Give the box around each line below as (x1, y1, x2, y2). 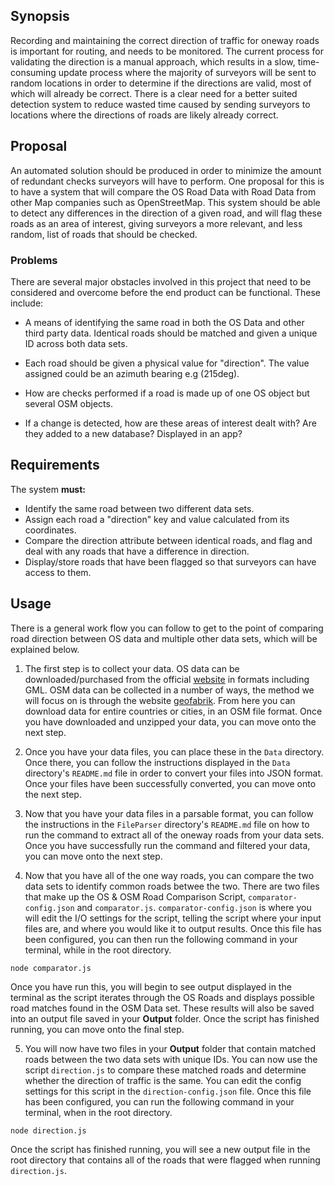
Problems (10, 253, 58, 267)
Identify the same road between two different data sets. (24, 502, 255, 514)
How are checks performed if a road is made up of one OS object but (24, 387, 310, 399)
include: (10, 297, 44, 309)
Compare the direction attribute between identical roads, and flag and (24, 534, 313, 546)
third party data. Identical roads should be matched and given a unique (24, 327, 318, 339)
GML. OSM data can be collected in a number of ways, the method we (24, 684, 315, 696)
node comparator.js (10, 963, 92, 973)
